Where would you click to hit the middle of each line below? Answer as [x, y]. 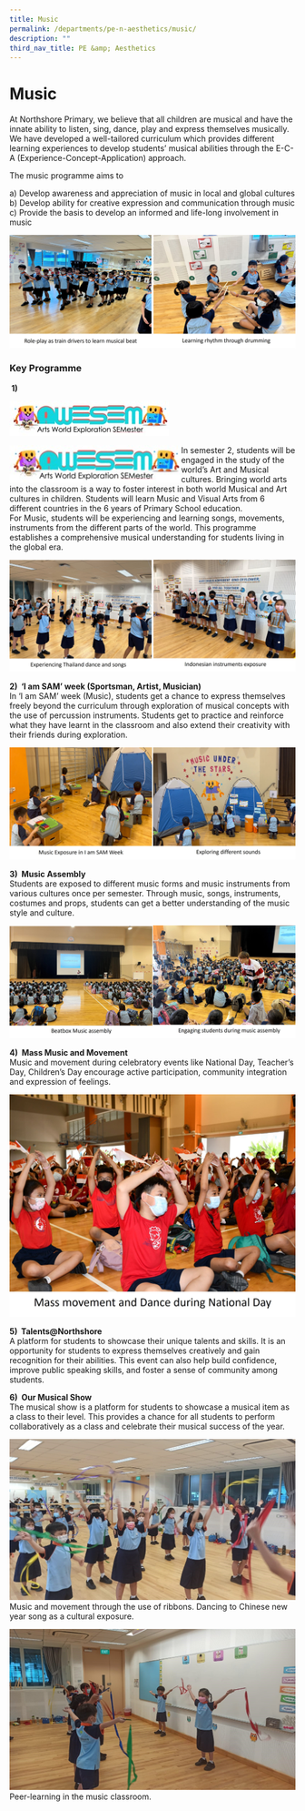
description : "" [40, 38]
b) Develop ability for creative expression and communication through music [152, 203]
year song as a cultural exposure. [72, 1616]
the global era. [36, 547]
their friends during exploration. [69, 734]
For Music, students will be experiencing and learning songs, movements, [147, 518]
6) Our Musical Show [51, 1397]
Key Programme [46, 369]
